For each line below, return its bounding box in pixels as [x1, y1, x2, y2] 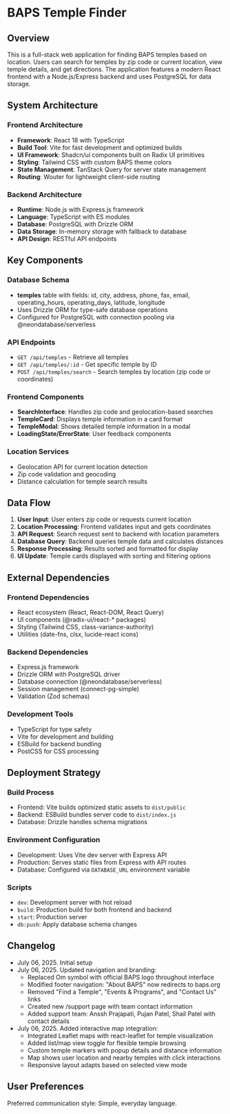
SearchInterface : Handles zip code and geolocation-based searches [17, 408, 213, 416]
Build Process [7, 787, 54, 797]
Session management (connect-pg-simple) [17, 685, 140, 693]
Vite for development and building [17, 732, 114, 741]
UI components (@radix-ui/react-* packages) [17, 616, 147, 624]
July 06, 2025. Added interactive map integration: [17, 1024, 158, 1032]
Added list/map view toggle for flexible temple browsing [27, 1038, 187, 1047]
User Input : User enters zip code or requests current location [17, 515, 191, 524]
